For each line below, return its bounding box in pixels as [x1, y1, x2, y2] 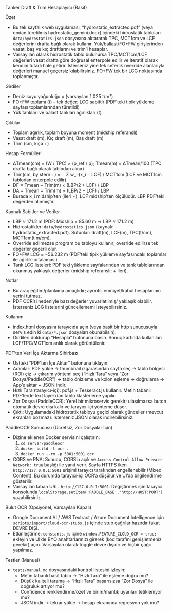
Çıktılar [5, 120, 21, 125]
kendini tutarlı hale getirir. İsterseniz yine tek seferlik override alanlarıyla [12, 63, 165, 68]
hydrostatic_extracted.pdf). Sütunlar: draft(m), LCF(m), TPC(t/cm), [12, 230, 153, 235]
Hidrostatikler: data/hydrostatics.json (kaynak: [12, 224, 114, 230]
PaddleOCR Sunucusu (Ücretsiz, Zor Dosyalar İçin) [5, 425, 113, 430]
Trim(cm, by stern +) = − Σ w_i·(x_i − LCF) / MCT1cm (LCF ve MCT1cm [12, 171, 162, 177]
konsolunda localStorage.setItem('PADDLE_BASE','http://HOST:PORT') [12, 489, 163, 495]
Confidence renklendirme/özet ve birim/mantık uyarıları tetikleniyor [20, 589, 162, 595]
